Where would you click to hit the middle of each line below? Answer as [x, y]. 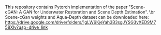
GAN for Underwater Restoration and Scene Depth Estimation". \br [89, 12]
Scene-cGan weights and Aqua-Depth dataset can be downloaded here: [77, 17]
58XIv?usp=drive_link [27, 27]
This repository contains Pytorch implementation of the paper [66, 7]
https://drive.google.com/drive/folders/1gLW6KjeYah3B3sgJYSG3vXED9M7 [80, 22]
